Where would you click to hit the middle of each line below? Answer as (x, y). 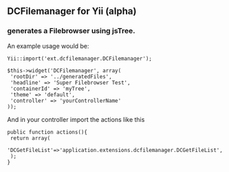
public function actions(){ (47, 132)
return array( (30, 138)
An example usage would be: (48, 46)
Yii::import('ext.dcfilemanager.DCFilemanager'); (80, 58)
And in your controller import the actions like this (76, 119)
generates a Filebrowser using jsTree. (71, 31)
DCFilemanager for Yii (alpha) (72, 11)
